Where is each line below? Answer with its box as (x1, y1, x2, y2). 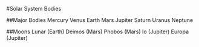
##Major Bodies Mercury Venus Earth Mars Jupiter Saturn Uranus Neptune (6, 17, 194, 23)
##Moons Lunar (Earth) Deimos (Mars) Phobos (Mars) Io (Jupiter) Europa (6, 28, 189, 35)
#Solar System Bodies (6, 5, 62, 12)
